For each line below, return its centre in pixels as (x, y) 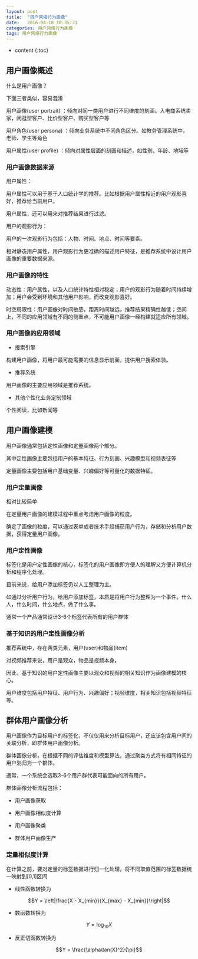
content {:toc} (32, 50)
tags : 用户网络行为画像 (32, 34)
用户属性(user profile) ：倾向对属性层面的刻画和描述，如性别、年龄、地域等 (98, 150)
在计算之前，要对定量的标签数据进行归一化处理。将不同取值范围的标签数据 (96, 869)
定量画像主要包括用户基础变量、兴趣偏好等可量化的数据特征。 (81, 471)
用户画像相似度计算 (38, 813)
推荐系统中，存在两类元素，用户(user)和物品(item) (67, 648)
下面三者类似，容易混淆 (34, 98)
